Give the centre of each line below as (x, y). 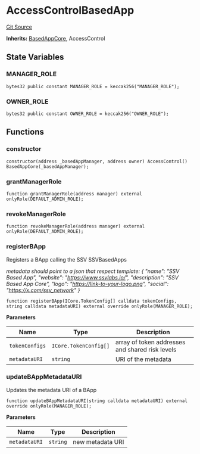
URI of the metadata (143, 359)
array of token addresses (150, 342)
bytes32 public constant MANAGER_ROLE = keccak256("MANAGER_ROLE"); (93, 86)
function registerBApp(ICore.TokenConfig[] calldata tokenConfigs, (92, 301)
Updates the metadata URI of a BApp (51, 390)
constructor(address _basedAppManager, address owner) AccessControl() (97, 161)
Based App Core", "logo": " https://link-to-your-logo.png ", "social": (87, 284)
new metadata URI (99, 441)
